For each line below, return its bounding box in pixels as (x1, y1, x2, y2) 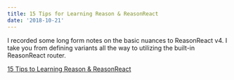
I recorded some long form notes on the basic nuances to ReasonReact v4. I (7, 36, 228, 44)
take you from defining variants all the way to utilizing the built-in (7, 44, 195, 52)
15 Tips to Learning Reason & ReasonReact (7, 65, 131, 73)
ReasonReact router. (7, 51, 67, 60)
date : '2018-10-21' (7, 17, 65, 24)
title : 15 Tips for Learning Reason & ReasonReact (7, 10, 159, 18)
